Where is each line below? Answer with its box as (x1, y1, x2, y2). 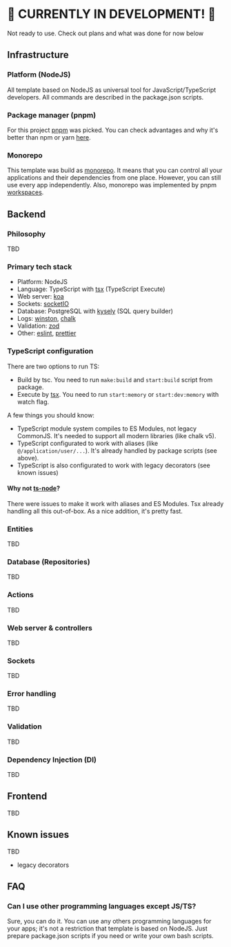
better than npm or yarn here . (7, 133, 91, 141)
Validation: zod (17, 321, 60, 330)
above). (17, 453, 39, 462)
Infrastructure (7, 49, 69, 61)
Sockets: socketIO (17, 300, 69, 308)
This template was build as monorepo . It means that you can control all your (7, 166, 223, 175)
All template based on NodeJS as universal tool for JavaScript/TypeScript (7, 86, 217, 94)
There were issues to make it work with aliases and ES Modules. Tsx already (7, 499, 224, 507)
